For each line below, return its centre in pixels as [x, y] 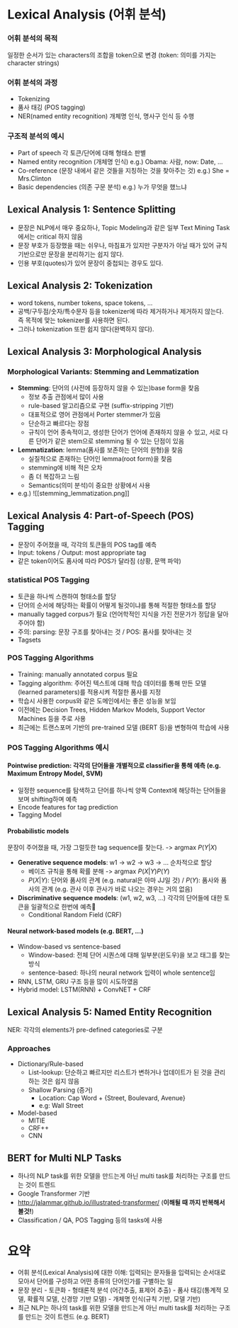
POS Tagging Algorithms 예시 [58, 747]
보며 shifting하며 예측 [47, 799]
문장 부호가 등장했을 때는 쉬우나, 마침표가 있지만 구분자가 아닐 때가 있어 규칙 [123, 245]
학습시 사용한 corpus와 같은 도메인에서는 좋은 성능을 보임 [97, 700]
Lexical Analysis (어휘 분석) [87, 15]
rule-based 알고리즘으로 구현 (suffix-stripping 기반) [101, 406]
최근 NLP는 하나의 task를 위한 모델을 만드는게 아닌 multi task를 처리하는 [118, 1308]
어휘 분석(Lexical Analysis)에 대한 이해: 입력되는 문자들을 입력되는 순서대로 [122, 1273]
